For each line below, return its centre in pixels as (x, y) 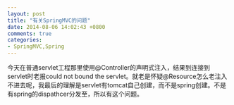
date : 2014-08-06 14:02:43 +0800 (56, 27)
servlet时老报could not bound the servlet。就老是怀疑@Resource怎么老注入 (117, 76)
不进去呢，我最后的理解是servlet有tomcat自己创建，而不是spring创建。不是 (117, 85)
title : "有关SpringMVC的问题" (49, 20)
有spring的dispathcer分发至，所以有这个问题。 (75, 94)
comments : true (30, 33)
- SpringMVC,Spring (36, 47)
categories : (25, 40)
